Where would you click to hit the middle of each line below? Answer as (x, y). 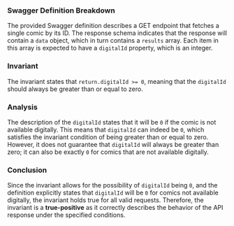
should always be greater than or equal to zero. (75, 89)
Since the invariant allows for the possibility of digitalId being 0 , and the (112, 185)
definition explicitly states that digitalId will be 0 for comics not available (113, 193)
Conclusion (27, 170)
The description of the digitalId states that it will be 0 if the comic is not (112, 122)
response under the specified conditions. (66, 215)
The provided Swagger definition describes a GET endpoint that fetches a (114, 26)
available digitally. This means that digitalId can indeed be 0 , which (106, 129)
